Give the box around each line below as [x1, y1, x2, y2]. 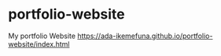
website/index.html [8, 39, 70, 48]
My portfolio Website [8, 31, 76, 40]
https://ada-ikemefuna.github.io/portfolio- [77, 31, 213, 40]
